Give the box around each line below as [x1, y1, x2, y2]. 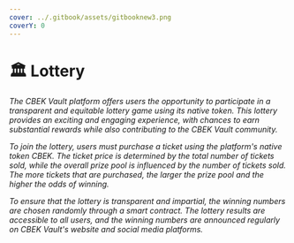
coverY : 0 [9, 21, 46, 30]
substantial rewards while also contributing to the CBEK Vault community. [9, 125, 278, 135]
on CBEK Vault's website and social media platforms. [9, 224, 203, 235]
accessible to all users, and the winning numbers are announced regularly [9, 215, 281, 225]
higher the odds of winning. [9, 178, 109, 190]
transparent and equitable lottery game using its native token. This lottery [9, 105, 278, 116]
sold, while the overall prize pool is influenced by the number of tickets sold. [9, 160, 287, 171]
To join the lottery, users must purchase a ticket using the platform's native [9, 141, 283, 152]
